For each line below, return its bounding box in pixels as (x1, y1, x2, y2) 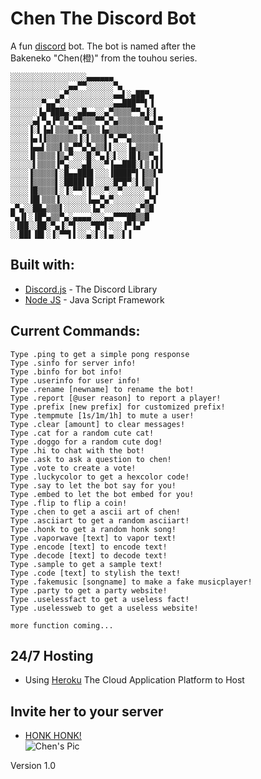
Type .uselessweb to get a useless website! (10, 603, 199, 613)
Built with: (10, 257, 75, 274)
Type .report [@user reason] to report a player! (10, 393, 222, 403)
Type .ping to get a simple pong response (10, 349, 190, 359)
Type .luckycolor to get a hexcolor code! (10, 472, 190, 482)
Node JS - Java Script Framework (24, 293, 165, 306)
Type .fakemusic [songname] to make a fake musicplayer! (10, 577, 253, 587)
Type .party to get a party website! (10, 585, 168, 596)
